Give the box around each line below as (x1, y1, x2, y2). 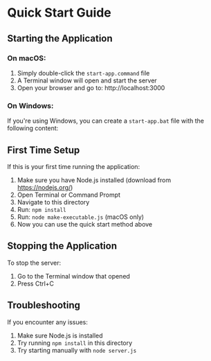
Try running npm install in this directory (17, 338, 133, 347)
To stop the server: (7, 258, 62, 267)
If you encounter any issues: (7, 317, 89, 326)
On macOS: (7, 53, 46, 63)
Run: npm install (17, 205, 67, 213)
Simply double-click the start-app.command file (17, 69, 150, 77)
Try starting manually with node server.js (17, 346, 137, 354)
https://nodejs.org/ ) (17, 183, 73, 191)
